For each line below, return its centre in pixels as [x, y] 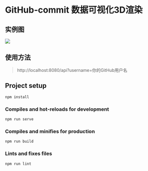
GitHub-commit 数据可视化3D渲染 [74, 10]
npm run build [19, 141]
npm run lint [18, 164]
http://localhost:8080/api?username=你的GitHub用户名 [72, 70]
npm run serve [19, 119]
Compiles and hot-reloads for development [57, 109]
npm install [17, 97]
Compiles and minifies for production [50, 131]
